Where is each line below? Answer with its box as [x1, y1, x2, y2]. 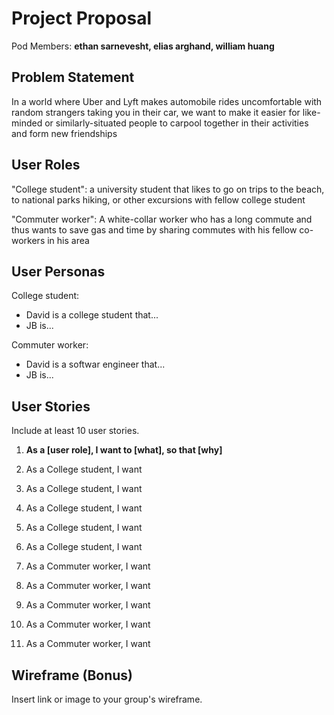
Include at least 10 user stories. [11, 425, 140, 437]
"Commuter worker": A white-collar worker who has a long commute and [11, 213, 313, 225]
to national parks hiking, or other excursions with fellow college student [11, 193, 306, 206]
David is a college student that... [25, 309, 159, 321]
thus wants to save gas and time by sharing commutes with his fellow [11, 223, 298, 236]
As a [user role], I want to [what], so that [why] [25, 444, 223, 456]
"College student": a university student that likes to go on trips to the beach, [11, 183, 325, 195]
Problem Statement [11, 69, 135, 86]
